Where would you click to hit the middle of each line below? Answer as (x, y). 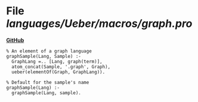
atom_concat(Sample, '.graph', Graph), (61, 67)
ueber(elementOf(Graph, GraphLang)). (58, 72)
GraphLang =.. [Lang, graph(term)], (57, 61)
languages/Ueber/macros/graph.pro (99, 24)
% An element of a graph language (49, 51)
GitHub (15, 40)
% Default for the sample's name (48, 82)
